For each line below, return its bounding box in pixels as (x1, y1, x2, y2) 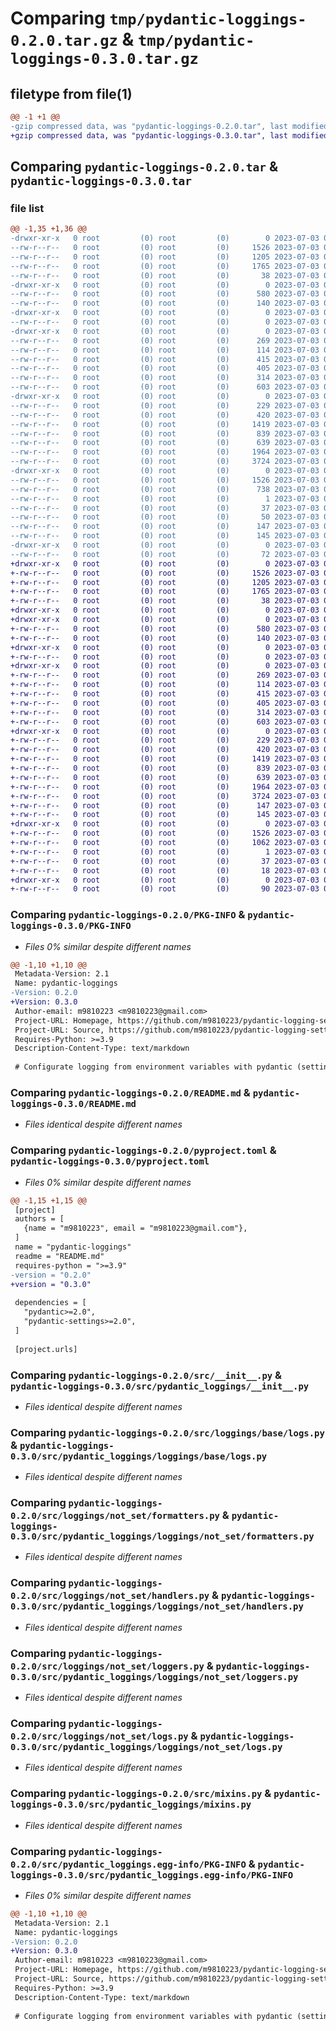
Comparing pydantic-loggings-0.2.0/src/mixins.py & (10, 1787, 272, 1801)
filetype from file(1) (10, 85, 133, 102)
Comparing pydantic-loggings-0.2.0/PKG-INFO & (10, 908, 246, 922)
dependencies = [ (14, 1298, 87, 1308)
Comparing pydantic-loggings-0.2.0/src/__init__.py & (10, 1368, 283, 1382)
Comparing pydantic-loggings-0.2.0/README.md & (10, 1086, 251, 1100)
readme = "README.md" (14, 1251, 105, 1261)
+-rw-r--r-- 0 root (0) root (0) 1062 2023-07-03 (10, 838, 320, 848)
